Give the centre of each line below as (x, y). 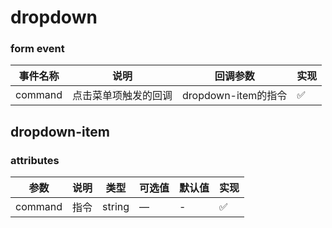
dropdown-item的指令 (235, 96)
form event (37, 49)
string (116, 207)
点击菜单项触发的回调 (122, 96)
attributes (35, 160)
